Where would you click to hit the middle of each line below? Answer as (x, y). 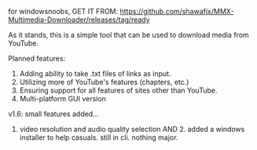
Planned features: (37, 59)
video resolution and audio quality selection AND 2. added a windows (132, 129)
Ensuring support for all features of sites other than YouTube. (118, 90)
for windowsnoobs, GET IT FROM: (63, 11)
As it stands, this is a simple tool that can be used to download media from (128, 35)
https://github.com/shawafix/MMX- (177, 11)
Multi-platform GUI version (62, 99)
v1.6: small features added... (54, 114)
